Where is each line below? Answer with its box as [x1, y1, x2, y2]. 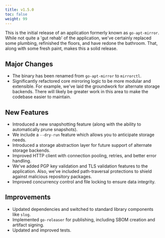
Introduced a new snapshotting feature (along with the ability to [12, 121, 141, 127]
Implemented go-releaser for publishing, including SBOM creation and [12, 216, 155, 222]
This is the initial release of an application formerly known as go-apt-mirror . [5, 30, 160, 36]
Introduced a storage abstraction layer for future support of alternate [12, 142, 152, 148]
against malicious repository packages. [12, 173, 92, 179]
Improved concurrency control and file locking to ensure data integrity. [12, 179, 156, 185]
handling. [12, 158, 32, 164]
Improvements [5, 193, 51, 202]
